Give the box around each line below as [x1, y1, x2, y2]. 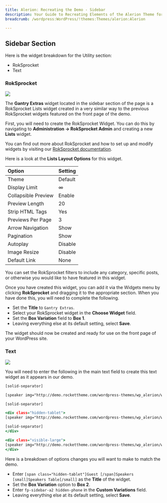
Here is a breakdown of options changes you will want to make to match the [5, 456, 161, 462]
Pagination [7, 232, 33, 239]
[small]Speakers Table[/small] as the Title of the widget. [12, 476, 132, 482]
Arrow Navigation [7, 224, 49, 231]
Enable [58, 192, 75, 199]
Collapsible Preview [7, 192, 54, 199]
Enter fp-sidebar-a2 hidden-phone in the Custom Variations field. [12, 487, 147, 493]
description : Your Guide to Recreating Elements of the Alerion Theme [5, 12, 155, 17]
